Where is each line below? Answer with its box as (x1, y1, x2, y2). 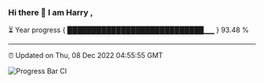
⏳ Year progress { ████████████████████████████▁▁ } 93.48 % (8, 25, 249, 34)
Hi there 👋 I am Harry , (8, 7, 93, 18)
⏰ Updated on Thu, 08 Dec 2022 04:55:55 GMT (8, 51, 163, 60)
